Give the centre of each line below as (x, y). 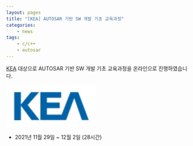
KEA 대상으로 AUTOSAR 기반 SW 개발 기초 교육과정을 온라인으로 (82, 68)
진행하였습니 (173, 68)
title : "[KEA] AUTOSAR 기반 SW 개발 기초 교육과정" (65, 19)
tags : (13, 38)
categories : (21, 25)
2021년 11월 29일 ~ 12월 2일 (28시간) (58, 137)
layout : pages (24, 12)
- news (25, 31)
